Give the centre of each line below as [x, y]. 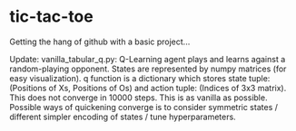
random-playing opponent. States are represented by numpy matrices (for [148, 69]
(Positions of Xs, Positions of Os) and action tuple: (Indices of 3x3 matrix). [148, 88]
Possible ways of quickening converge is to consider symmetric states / [144, 107]
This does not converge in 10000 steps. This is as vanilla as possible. [138, 98]
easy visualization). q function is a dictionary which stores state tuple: [140, 78]
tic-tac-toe [51, 17]
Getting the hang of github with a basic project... [100, 42]
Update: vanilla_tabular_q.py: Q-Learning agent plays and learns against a [148, 59]
